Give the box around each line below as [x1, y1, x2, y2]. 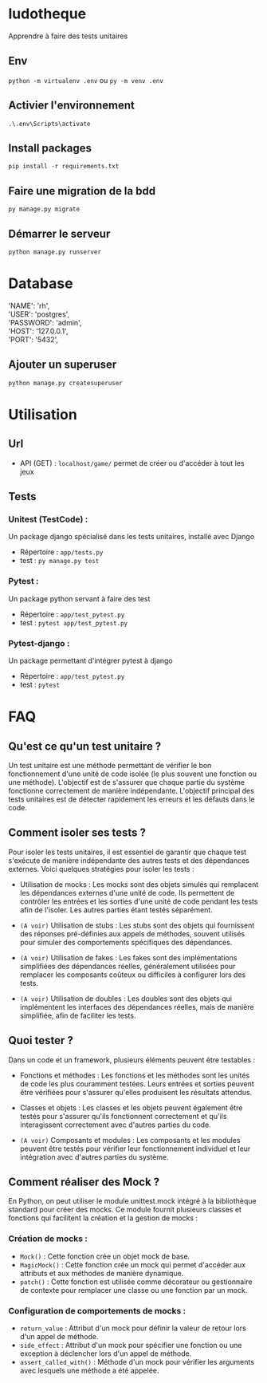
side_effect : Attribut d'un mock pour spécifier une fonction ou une [19, 1341, 242, 1350]
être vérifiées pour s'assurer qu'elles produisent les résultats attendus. [19, 1087, 253, 1097]
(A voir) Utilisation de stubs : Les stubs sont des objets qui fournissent [19, 920, 255, 930]
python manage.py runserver [8, 248, 102, 256]
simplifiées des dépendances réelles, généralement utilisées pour [19, 961, 236, 971]
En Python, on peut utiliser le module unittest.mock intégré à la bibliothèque [8, 1196, 257, 1206]
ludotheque [8, 5, 87, 23]
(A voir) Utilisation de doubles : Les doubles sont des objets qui [19, 994, 233, 1003]
